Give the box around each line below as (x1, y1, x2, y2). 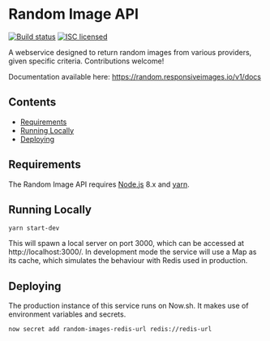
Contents (8, 95, 57, 110)
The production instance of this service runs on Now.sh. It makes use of (8, 301, 249, 311)
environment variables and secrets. (8, 309, 126, 319)
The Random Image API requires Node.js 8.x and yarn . (8, 179, 191, 189)
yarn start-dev (8, 224, 60, 232)
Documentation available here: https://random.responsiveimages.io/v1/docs (8, 71, 262, 81)
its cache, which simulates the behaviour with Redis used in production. (8, 256, 248, 265)
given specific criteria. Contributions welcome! (8, 56, 165, 66)
